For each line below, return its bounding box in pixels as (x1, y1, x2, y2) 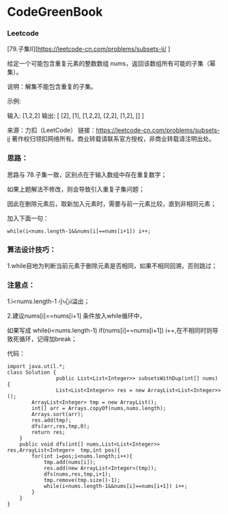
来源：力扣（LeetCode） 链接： (7, 126, 97, 134)
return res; (31, 429, 66, 436)
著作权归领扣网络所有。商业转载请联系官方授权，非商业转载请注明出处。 (11, 135, 215, 143)
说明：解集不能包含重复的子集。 (7, 83, 97, 91)
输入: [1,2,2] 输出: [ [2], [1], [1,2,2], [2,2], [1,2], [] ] (7, 112, 145, 120)
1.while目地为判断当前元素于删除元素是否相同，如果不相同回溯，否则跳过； (7, 261, 218, 270)
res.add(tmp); (31, 417, 72, 424)
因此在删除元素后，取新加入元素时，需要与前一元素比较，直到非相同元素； (7, 199, 216, 207)
